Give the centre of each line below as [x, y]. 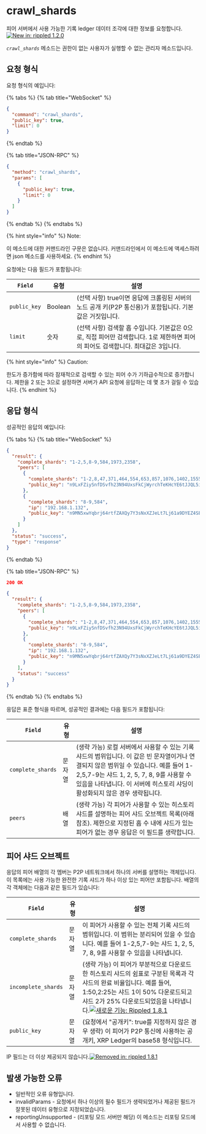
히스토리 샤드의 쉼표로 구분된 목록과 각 [142, 974]
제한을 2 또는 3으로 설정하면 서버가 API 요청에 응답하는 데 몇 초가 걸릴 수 [101, 382]
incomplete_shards [36, 987]
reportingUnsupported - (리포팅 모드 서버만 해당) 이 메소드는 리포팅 [97, 1117]
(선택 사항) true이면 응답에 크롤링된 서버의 [134, 298]
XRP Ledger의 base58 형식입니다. [144, 1041]
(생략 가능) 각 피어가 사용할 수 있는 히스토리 [135, 805]
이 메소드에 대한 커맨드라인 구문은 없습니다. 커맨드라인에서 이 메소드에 [90, 248]
